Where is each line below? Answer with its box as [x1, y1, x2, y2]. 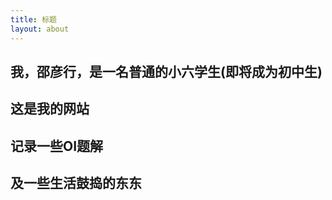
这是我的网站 [10, 101, 90, 118]
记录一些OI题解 [10, 137, 104, 155]
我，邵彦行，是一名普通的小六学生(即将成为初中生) [10, 63, 323, 80]
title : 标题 [10, 14, 57, 25]
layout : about [10, 24, 70, 34]
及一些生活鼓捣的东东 [10, 175, 142, 192]
